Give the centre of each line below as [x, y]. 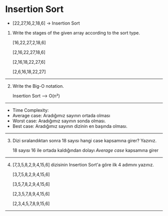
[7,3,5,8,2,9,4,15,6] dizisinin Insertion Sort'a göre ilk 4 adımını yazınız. [83, 164]
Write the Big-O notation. [38, 86]
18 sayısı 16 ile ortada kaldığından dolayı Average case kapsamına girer [85, 150]
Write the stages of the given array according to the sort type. [76, 33]
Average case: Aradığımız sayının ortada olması [61, 115]
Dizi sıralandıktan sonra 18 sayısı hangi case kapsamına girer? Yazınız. [84, 140]
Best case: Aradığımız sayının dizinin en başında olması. [70, 126]
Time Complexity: [30, 110]
